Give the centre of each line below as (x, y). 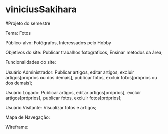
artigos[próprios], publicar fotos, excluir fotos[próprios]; (64, 98)
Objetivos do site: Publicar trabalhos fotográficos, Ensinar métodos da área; (84, 52)
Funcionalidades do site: (31, 62)
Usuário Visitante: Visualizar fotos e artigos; (51, 107)
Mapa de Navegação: (28, 117)
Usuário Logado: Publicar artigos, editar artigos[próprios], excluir (73, 92)
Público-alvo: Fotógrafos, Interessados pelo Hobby (58, 43)
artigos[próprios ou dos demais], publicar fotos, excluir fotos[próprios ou (81, 77)
